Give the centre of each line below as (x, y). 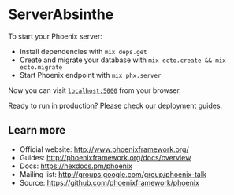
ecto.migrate (41, 67)
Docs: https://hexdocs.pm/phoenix (76, 166)
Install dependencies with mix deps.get (83, 51)
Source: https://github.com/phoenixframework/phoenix (109, 182)
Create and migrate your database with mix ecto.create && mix (123, 60)
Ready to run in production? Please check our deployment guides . (115, 105)
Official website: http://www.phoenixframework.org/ (104, 149)
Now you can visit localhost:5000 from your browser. (95, 90)
